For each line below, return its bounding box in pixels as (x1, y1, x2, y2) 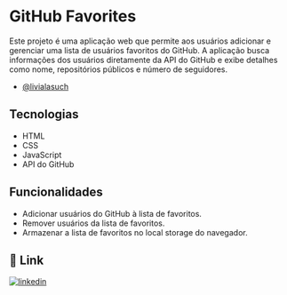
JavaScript (21, 149, 62, 160)
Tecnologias (9, 107, 79, 122)
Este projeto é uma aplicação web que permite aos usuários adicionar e (9, 36, 271, 46)
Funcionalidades (9, 185, 104, 200)
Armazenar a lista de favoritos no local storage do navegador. (21, 227, 248, 237)
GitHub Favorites (9, 6, 137, 27)
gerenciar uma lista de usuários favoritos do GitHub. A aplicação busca (9, 44, 270, 55)
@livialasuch (21, 81, 69, 92)
